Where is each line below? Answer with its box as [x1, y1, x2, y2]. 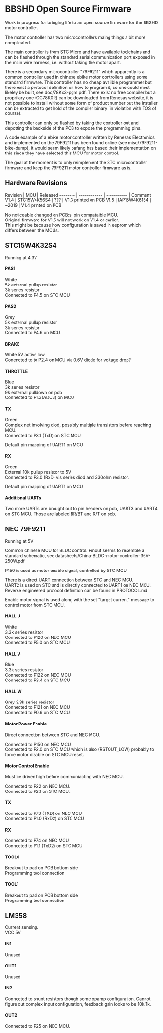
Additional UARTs [5, 495, 41, 501]
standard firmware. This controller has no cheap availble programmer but [5, 79, 152, 85]
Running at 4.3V [5, 254, 37, 260]
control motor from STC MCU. [5, 602, 65, 608]
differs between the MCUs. [5, 227, 59, 233]
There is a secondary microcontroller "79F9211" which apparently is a [5, 68, 145, 74]
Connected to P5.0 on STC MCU [5, 639, 70, 645]
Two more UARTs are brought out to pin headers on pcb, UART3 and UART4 [5, 506, 158, 511]
